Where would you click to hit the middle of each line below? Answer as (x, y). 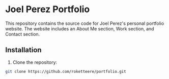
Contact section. (23, 34)
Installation (23, 50)
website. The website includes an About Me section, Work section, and (80, 28)
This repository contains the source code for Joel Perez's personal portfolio (85, 23)
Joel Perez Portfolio (48, 9)
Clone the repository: (35, 62)
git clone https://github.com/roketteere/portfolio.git (66, 71)
